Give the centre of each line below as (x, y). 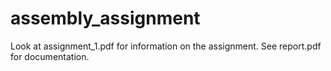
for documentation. (50, 56)
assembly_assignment (105, 18)
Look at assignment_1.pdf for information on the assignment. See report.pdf (166, 46)
